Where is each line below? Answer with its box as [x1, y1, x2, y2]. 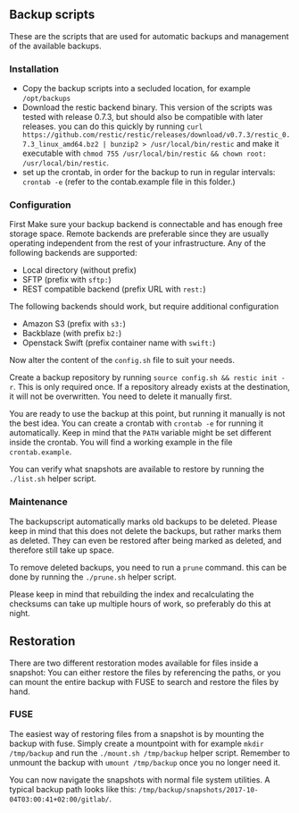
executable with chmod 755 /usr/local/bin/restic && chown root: [21, 148, 267, 159]
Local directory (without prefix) [21, 265, 137, 275]
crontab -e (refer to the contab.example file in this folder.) [21, 176, 237, 187]
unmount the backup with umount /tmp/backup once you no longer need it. [9, 757, 281, 767]
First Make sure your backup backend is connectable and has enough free [9, 219, 283, 230]
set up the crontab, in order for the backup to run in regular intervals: [21, 167, 276, 178]
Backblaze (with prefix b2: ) [21, 328, 122, 339]
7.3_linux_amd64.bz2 [21, 140, 99, 149]
